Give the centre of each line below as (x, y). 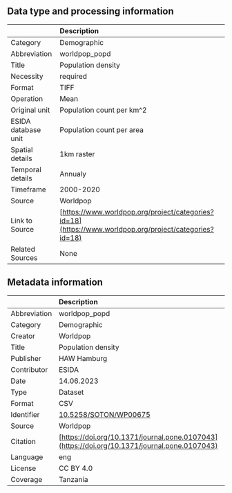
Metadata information (55, 282)
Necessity (27, 76)
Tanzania (73, 479)
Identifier (25, 414)
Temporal (26, 169)
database (26, 129)
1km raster (77, 154)
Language (27, 457)
